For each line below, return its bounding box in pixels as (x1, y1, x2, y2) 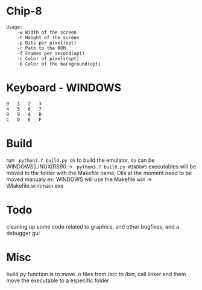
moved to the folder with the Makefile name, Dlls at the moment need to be (6, 169, 192, 176)
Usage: (6, 24, 23, 30)
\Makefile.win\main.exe (6, 182, 64, 189)
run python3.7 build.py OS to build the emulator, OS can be (6, 156, 155, 164)
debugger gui (6, 229, 40, 236)
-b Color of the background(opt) (17, 61, 101, 67)
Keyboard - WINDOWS (6, 81, 122, 94)
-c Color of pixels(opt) (17, 55, 80, 61)
